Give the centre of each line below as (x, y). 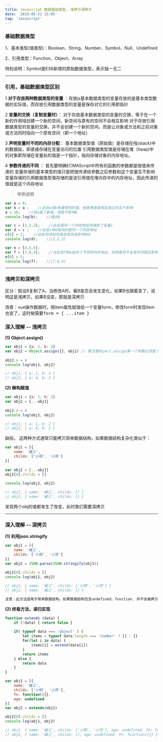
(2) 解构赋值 (17, 388)
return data (35, 663)
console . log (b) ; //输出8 (33, 217)
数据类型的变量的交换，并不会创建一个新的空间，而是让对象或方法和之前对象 (81, 127)
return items (36, 654)
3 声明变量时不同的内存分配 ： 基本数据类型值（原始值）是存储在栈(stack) (78, 143)
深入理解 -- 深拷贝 (26, 525)
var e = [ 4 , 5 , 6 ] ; (23, 248)
